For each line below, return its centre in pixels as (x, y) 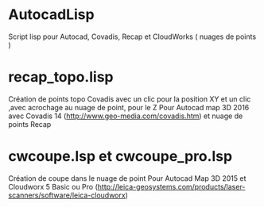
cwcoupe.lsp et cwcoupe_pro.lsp (120, 157)
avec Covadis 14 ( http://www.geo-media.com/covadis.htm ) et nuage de (126, 116)
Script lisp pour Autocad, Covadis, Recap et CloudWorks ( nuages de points (132, 36)
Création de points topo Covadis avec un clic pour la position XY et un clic (130, 99)
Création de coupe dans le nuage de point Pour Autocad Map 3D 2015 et (127, 178)
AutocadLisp (51, 15)
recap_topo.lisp (61, 77)
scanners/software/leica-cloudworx (67, 195)
